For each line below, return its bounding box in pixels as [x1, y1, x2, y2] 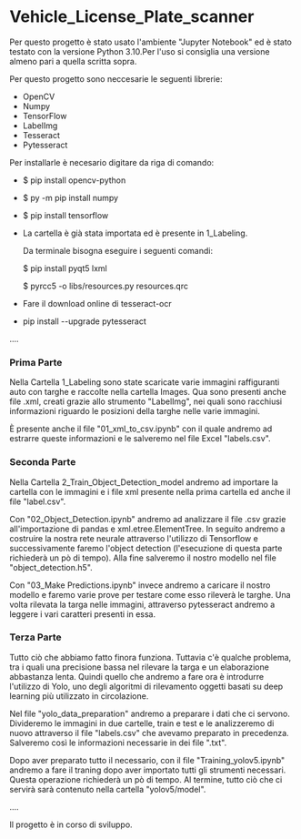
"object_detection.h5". [9, 561, 93, 572]
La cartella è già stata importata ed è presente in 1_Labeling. [22, 227, 248, 238]
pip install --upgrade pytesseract [22, 316, 147, 327]
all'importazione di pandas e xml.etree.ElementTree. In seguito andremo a [9, 523, 286, 534]
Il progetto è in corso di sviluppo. [9, 819, 134, 830]
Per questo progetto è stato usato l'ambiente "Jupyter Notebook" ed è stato [9, 36, 293, 47]
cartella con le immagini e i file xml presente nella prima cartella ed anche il [9, 486, 291, 497]
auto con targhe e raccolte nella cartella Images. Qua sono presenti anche [9, 387, 286, 398]
